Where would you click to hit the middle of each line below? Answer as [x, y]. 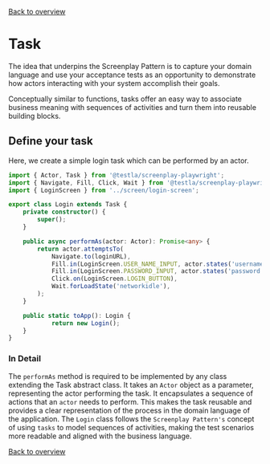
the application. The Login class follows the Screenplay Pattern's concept [131, 419]
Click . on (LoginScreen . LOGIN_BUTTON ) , [115, 279]
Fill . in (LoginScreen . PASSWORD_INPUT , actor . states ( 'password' [157, 271]
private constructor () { [64, 212]
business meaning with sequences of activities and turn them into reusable [133, 107]
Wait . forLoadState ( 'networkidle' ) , [111, 287]
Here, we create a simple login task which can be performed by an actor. [129, 161]
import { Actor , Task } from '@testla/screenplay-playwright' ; [117, 175]
